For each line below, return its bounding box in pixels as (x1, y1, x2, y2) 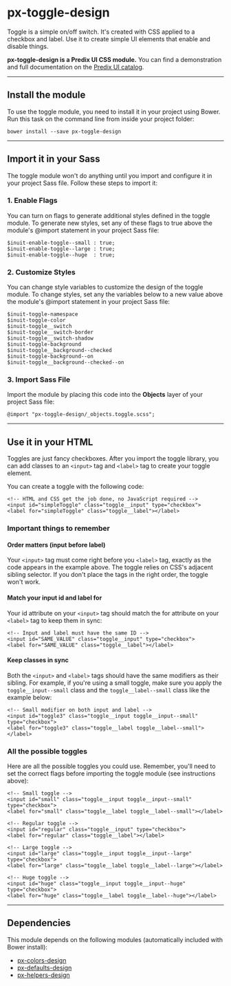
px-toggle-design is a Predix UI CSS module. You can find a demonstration (7, 55, 222, 63)
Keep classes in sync (7, 656, 69, 664)
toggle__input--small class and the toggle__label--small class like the (7, 686, 210, 694)
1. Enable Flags (7, 196, 58, 206)
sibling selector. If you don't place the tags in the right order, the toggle (7, 571, 208, 579)
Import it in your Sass (7, 153, 101, 165)
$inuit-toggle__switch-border (7, 329, 94, 336)
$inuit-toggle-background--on (7, 353, 94, 360)
